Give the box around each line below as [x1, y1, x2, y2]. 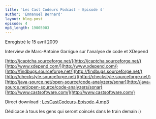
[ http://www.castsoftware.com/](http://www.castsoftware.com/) [5, 89, 135, 95]
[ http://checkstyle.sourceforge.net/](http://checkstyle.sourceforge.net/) [5, 74, 151, 80]
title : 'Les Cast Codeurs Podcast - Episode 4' [5, 7, 105, 12]
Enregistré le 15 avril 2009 [5, 39, 58, 45]
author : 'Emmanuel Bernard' [5, 12, 63, 17]
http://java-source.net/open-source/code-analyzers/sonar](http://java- [6, 79, 151, 85]
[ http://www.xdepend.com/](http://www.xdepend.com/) [5, 63, 118, 69]
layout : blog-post [5, 16, 43, 21]
